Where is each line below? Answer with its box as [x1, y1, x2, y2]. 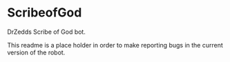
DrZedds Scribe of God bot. [7, 28, 86, 36]
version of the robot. [7, 48, 66, 56]
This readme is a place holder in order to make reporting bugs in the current [7, 41, 223, 49]
